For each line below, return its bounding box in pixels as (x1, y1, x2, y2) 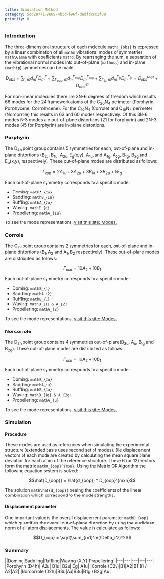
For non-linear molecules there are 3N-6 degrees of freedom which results (5, 93, 156, 99)
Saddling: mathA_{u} (12, 382, 52, 387)
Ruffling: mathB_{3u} (12, 386, 53, 393)
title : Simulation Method (5, 7, 58, 12)
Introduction (5, 32, 35, 39)
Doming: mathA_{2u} (12, 189, 53, 194)
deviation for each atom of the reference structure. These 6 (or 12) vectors (5, 458, 156, 464)
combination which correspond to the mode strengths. (5, 492, 115, 498)
